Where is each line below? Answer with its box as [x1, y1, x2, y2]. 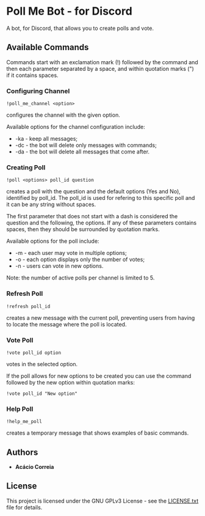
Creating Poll [6, 163, 46, 172]
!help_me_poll [6, 419, 43, 425]
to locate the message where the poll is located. [6, 320, 127, 328]
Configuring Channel [6, 87, 70, 95]
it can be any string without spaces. [6, 201, 96, 208]
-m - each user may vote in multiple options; [15, 249, 127, 257]
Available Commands [6, 42, 89, 53]
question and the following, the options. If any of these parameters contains [6, 219, 197, 227]
